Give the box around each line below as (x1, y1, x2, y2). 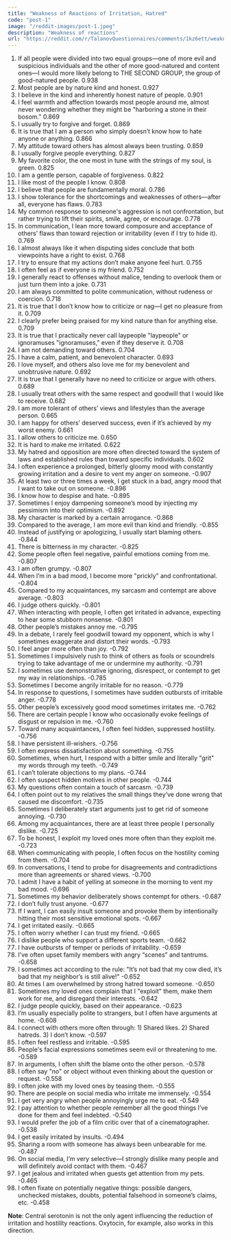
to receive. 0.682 (17, 397, 66, 405)
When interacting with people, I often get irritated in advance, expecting (17, 608, 221, 617)
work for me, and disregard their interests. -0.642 (17, 994, 158, 1003)
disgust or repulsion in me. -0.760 (17, 717, 114, 726)
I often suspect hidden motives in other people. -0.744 (17, 776, 172, 784)
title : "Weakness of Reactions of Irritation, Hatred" (8, 10, 168, 17)
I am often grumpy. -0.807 (17, 564, 92, 573)
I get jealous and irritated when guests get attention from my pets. (17, 1169, 205, 1178)
